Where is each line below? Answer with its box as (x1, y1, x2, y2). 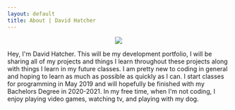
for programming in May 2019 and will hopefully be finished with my (7, 79, 205, 88)
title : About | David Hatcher (7, 17, 97, 24)
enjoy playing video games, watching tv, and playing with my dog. (7, 94, 199, 103)
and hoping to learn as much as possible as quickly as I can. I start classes (7, 72, 224, 80)
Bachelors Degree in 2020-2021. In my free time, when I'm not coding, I (7, 87, 215, 95)
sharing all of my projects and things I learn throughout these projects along (7, 57, 228, 66)
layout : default (7, 10, 55, 18)
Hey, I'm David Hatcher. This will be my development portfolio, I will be (7, 49, 212, 58)
